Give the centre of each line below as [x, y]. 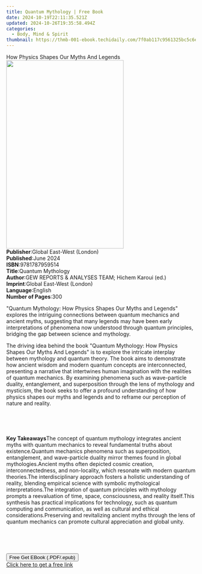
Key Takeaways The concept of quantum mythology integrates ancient [94, 438]
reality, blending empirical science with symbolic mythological [83, 483]
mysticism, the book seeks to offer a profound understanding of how [91, 390]
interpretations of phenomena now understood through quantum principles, [100, 327]
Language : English [29, 290]
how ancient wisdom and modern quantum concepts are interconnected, [96, 365]
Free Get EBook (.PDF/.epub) [42, 557]
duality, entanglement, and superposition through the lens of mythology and [100, 384]
